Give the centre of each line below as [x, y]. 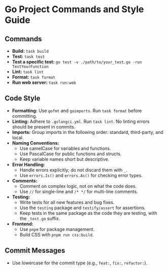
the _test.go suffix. [40, 218]
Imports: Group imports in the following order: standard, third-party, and [88, 132]
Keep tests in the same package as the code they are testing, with [88, 213]
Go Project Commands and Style [74, 9]
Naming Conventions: [35, 143]
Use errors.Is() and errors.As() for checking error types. [81, 175]
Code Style [23, 98]
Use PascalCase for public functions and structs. [71, 154]
